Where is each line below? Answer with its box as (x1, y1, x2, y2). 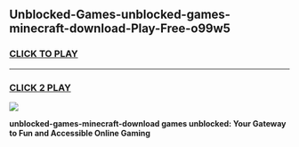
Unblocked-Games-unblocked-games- (9, 7, 231, 22)
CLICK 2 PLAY (9, 81, 71, 94)
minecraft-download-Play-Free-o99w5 (9, 21, 231, 37)
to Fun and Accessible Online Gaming (9, 127, 151, 138)
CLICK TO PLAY (9, 48, 78, 61)
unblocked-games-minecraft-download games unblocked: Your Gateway (9, 118, 287, 128)
